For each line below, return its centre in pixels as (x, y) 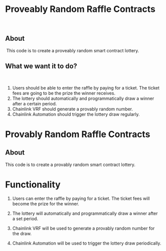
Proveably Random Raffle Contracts (80, 9)
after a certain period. (34, 103)
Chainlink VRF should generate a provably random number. (73, 109)
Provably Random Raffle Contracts (78, 134)
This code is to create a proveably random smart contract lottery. (73, 50)
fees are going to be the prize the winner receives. (64, 93)
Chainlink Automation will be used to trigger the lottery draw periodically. (87, 243)
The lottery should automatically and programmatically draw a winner (83, 98)
